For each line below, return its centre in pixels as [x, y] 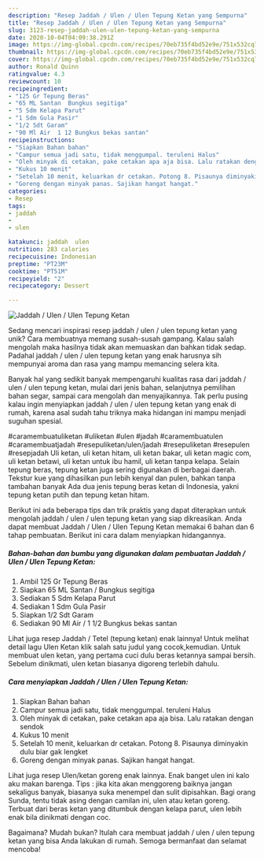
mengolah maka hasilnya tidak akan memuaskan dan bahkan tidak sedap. [127, 347]
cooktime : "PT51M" [38, 271]
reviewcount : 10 [35, 81]
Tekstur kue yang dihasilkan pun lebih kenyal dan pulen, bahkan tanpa [122, 478]
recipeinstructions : [42, 140]
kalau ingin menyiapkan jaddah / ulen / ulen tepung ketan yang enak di [123, 404]
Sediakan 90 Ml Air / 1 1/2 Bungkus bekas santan [98, 624]
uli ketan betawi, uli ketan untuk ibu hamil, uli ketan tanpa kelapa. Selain [124, 462]
